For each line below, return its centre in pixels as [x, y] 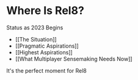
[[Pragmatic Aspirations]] [47, 46]
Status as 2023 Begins [35, 27]
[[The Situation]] [36, 39]
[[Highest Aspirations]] [44, 52]
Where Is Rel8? [45, 11]
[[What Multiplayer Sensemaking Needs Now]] [74, 59]
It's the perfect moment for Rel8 [46, 70]
